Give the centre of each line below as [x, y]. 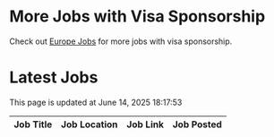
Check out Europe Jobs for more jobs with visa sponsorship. [121, 41]
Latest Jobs [54, 77]
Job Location [90, 124]
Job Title [33, 124]
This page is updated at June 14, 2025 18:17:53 [96, 102]
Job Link [145, 124]
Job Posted [197, 124]
